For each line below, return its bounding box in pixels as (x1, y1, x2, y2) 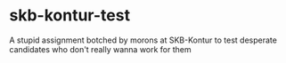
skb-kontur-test (9, 5, 131, 26)
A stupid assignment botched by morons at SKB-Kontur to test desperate (9, 35, 278, 45)
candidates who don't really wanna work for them (9, 43, 192, 54)
